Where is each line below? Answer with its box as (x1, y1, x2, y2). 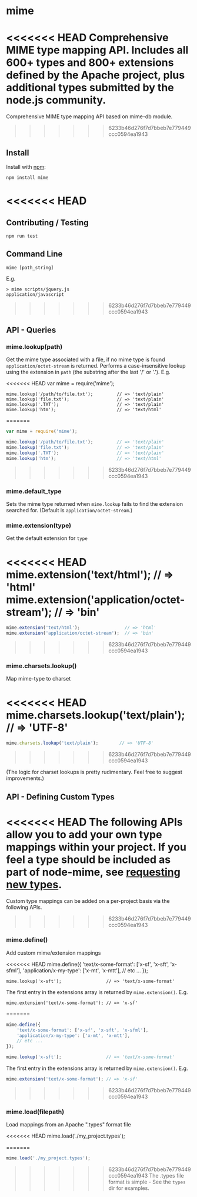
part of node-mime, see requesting (6, 865, 181, 879)
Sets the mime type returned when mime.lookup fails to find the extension (6, 501, 183, 508)
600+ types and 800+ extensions (6, 56, 174, 69)
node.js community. (6, 94, 106, 107)
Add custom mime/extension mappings (6, 949, 101, 956)
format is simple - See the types (108, 1178, 186, 1186)
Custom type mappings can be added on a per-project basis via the (6, 897, 170, 904)
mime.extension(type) (6, 522, 72, 530)
